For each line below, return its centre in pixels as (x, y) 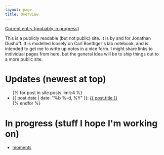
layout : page (19, 10)
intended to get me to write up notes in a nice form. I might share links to (79, 49)
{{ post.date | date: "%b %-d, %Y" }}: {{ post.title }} (65, 98)
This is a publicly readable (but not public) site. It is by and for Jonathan (78, 38)
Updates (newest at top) (56, 79)
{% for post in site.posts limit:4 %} (47, 93)
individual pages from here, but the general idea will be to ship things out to (82, 54)
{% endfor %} (26, 103)
